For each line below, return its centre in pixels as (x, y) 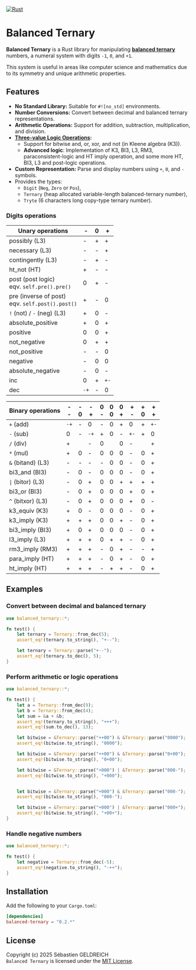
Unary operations (43, 231)
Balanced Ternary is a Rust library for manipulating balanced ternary (91, 49)
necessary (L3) (30, 250)
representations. (35, 119)
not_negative (27, 342)
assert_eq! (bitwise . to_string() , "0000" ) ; (70, 743)
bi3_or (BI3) (26, 491)
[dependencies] (25, 917)
